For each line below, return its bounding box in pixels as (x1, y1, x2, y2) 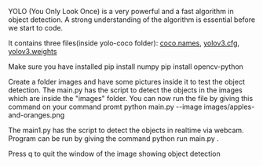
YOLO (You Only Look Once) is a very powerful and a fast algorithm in (8, 7, 234, 16)
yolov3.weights (8, 47, 57, 56)
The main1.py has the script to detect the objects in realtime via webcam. (8, 125, 245, 135)
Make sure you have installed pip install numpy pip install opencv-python (8, 62, 243, 71)
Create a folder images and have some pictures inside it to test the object (8, 78, 245, 86)
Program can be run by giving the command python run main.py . (8, 134, 220, 143)
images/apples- (203, 102, 255, 111)
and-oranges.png (8, 110, 65, 120)
